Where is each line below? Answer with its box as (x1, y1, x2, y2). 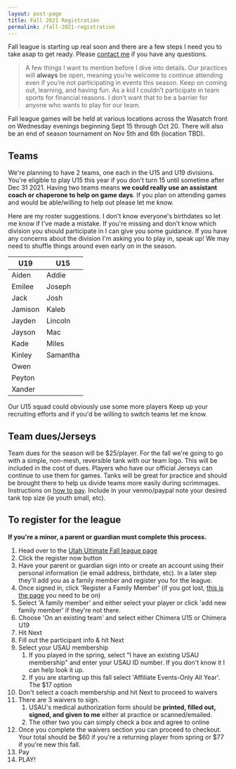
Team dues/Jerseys (8, 430, 97, 442)
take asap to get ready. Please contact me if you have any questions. (8, 50, 208, 58)
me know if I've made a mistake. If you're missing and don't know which (8, 219, 217, 228)
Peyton (11, 373, 35, 383)
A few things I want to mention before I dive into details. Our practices (25, 64, 228, 72)
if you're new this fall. (18, 740, 81, 749)
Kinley (11, 350, 32, 360)
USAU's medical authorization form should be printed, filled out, (28, 703, 216, 711)
